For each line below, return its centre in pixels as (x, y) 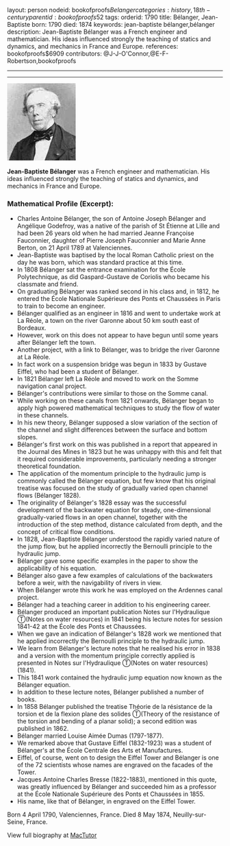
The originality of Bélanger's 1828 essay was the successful (102, 503)
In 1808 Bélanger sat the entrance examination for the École (101, 269)
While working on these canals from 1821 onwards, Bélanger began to (115, 401)
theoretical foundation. (49, 466)
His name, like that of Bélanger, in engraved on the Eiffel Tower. (106, 801)
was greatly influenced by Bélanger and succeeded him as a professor (117, 787)
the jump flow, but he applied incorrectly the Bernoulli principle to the (114, 546)
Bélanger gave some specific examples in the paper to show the (107, 561)
